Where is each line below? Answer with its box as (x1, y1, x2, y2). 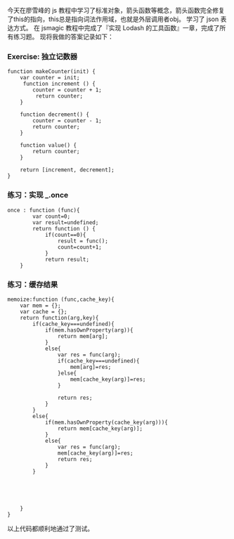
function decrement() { (20, 111, 90, 118)
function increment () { (22, 80, 96, 88)
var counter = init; (20, 74, 80, 82)
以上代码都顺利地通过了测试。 (7, 524, 93, 533)
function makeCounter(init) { (7, 68, 96, 75)
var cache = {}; (20, 308, 68, 315)
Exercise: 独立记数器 (7, 51, 78, 61)
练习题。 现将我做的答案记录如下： (13, 32, 114, 41)
